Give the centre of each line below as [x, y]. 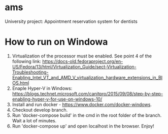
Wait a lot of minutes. [34, 120]
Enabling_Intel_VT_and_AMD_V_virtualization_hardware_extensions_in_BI [87, 77]
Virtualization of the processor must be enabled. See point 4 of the [82, 56]
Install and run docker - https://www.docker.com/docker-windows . [82, 104]
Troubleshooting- [30, 72]
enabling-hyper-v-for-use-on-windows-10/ [57, 99]
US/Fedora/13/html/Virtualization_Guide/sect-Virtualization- [74, 66]
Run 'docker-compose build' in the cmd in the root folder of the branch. [87, 115]
